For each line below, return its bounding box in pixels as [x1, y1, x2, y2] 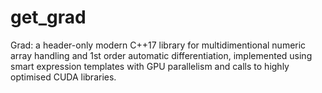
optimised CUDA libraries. [10, 71, 117, 83]
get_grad [10, 6, 87, 29]
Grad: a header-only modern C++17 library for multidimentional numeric [10, 39, 307, 51]
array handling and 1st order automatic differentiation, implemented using [10, 49, 313, 61]
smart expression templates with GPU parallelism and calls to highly [10, 60, 290, 72]
